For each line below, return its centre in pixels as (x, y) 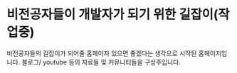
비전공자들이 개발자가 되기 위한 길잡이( (112, 15)
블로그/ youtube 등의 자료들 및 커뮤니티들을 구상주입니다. (101, 62)
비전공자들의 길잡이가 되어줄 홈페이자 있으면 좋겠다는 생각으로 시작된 (102, 53)
